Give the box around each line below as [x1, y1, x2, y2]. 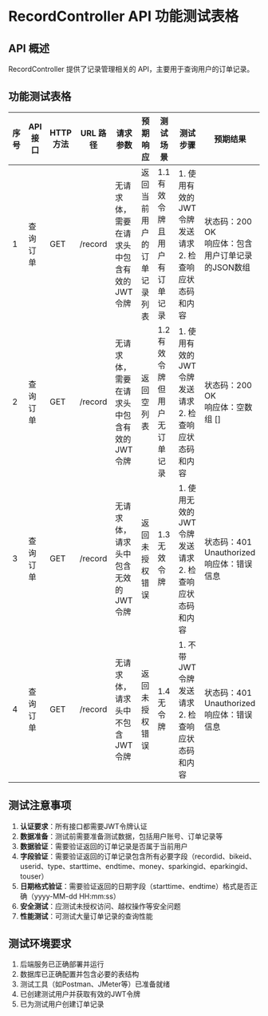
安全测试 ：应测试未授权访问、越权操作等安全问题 [19, 901, 181, 911]
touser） [19, 871, 49, 881]
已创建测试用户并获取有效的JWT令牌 [19, 990, 141, 999]
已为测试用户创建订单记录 [19, 999, 104, 1009]
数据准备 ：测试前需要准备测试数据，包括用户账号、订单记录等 [19, 831, 223, 841]
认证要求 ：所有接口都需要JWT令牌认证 [19, 821, 148, 831]
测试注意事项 [8, 799, 72, 812]
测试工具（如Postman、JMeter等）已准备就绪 [19, 979, 171, 989]
